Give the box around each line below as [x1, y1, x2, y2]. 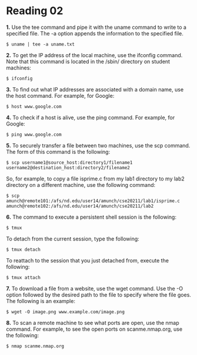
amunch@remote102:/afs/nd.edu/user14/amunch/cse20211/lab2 [6, 203, 154, 209]
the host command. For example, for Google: [6, 92, 115, 99]
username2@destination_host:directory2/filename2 [6, 165, 131, 170]
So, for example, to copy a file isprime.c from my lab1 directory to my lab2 [6, 175, 185, 182]
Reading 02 [6, 4, 64, 18]
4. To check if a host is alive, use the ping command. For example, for [6, 114, 175, 121]
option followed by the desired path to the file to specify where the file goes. [6, 291, 191, 298]
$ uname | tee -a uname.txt [6, 41, 75, 47]
